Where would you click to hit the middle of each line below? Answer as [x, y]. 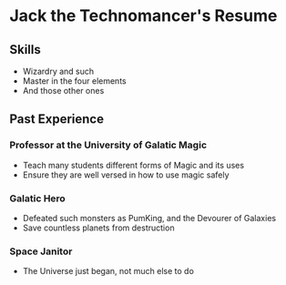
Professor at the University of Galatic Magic [108, 145]
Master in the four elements [74, 81]
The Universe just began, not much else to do [108, 271]
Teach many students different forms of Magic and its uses [133, 165]
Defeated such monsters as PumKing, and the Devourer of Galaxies [149, 218]
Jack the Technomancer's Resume [143, 16]
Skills [25, 50]
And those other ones [63, 91]
